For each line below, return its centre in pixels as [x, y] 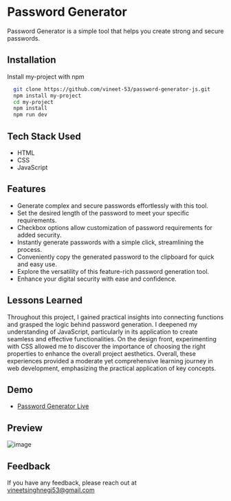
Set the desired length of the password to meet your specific [103, 213]
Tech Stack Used [44, 136]
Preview [25, 428]
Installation [32, 60]
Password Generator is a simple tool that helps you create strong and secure [115, 31]
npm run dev [31, 115]
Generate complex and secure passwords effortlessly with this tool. [112, 205]
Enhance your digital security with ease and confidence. [97, 279]
